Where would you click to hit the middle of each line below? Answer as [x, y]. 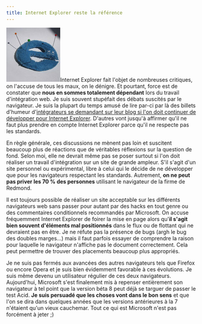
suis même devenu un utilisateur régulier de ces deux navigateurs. [89, 276]
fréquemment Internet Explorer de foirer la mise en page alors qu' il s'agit [97, 219]
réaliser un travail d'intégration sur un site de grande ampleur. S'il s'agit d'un [101, 162]
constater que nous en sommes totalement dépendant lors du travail [93, 92]
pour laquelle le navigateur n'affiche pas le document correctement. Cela [97, 245]
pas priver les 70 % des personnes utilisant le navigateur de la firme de [96, 181]
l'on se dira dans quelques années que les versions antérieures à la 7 [92, 301]
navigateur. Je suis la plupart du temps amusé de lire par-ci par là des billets [101, 105]
